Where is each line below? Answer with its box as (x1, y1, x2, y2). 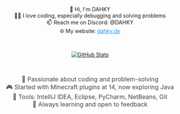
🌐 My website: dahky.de (60, 28, 120, 34)
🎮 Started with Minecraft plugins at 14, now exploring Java (5, 83, 175, 91)
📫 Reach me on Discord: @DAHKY (46, 19, 134, 26)
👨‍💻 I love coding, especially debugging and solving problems (14, 12, 166, 19)
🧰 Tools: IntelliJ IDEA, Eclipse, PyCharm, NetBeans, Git (12, 93, 168, 101)
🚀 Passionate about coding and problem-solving (21, 75, 159, 83)
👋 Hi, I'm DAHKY (69, 6, 111, 13)
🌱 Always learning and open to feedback (32, 100, 148, 108)
